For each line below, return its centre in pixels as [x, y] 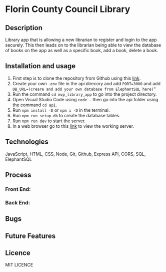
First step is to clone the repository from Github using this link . [76, 78]
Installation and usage [40, 66]
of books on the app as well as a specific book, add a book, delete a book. [82, 50]
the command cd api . [35, 105]
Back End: [18, 202]
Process [18, 175]
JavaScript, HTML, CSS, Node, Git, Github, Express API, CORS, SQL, [75, 154]
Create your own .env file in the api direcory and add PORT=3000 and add [86, 83]
